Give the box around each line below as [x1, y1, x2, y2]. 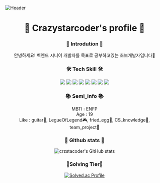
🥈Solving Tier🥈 [66, 161, 103, 168]
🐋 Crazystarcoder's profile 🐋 [24, 23, 145, 34]
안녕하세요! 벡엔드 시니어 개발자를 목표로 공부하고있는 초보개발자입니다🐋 [14, 52, 155, 58]
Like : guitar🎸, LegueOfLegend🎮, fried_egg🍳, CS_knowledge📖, [19, 117, 150, 123]
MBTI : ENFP [71, 106, 98, 112]
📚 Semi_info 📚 [65, 92, 104, 99]
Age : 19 [76, 111, 93, 117]
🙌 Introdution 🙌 [66, 40, 103, 47]
